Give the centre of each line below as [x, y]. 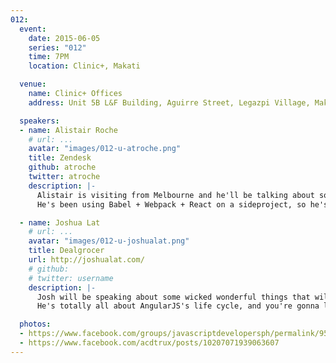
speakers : [39, 121]
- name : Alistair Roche [68, 130]
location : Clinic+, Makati [84, 66]
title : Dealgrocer [66, 251]
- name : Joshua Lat [60, 222]
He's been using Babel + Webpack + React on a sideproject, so [171, 204]
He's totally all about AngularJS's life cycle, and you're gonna [178, 306]
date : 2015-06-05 [64, 38]
